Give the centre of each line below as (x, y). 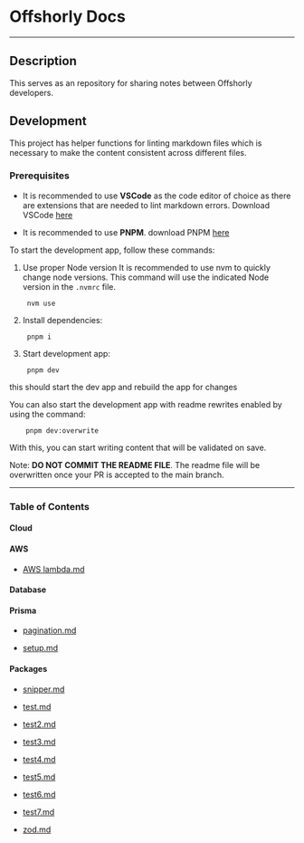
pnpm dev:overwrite (62, 431)
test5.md (39, 777)
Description (43, 61)
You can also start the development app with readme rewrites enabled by (146, 404)
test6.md (39, 794)
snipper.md (43, 689)
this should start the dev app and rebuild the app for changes (123, 387)
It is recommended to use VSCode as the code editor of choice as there (157, 196)
